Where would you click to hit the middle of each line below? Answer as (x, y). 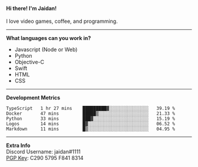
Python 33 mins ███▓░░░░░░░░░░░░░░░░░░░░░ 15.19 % (91, 119)
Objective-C (29, 62)
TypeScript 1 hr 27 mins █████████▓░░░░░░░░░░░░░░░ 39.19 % (91, 109)
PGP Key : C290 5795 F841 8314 (45, 158)
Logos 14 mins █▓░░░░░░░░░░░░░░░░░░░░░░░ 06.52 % (91, 124)
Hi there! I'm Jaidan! (32, 8)
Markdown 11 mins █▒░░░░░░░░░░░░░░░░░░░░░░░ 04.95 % (91, 129)
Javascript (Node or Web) (46, 49)
